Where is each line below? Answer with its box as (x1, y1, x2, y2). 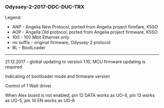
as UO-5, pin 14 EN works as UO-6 (5, 98, 75, 104)
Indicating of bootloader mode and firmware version (5, 73, 110, 79)
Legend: (5, 15, 22, 21)
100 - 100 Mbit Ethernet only (12, 34, 69, 40)
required (5, 64, 22, 70)
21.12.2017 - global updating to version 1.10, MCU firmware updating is (5, 59, 145, 65)
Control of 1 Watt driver (5, 83, 52, 89)
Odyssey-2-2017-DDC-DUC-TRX (5, 3, 84, 10)
